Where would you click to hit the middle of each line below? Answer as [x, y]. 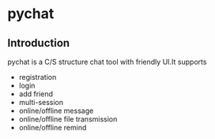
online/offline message [56, 111]
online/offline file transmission [68, 119]
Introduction [39, 43]
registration [38, 77]
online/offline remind [53, 128]
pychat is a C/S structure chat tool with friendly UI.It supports [107, 62]
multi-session [41, 102]
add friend [36, 94]
